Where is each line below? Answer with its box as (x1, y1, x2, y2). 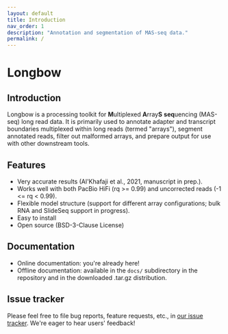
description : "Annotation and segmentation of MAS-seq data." (7, 29, 188, 36)
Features (7, 159, 46, 171)
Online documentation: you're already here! (16, 259, 140, 267)
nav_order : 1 (7, 23, 45, 29)
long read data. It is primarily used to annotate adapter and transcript (21, 118, 216, 126)
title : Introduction (7, 16, 66, 23)
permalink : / (7, 36, 45, 42)
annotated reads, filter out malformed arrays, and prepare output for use (7, 132, 212, 140)
